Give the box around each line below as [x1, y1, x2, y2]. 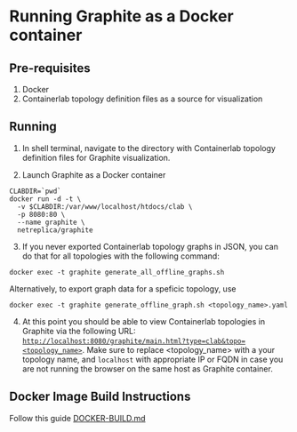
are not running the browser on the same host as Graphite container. [21, 363, 273, 374]
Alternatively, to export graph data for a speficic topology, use [9, 283, 237, 294]
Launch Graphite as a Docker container [21, 169, 166, 180]
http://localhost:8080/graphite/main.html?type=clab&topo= [21, 336, 246, 346]
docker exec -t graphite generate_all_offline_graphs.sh [9, 268, 225, 276]
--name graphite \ [17, 218, 86, 227]
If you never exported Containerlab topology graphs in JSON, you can [21, 241, 278, 252]
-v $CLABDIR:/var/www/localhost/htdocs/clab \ [17, 202, 193, 211]
